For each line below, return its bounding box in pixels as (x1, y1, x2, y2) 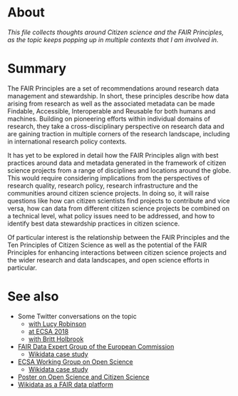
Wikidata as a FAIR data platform (17, 380, 114, 389)
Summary (7, 61, 66, 77)
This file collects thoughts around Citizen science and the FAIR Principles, (7, 28, 224, 36)
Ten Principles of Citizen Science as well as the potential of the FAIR (7, 240, 207, 249)
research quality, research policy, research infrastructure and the (7, 181, 198, 190)
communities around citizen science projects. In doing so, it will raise (7, 188, 210, 197)
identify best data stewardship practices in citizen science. (7, 219, 180, 228)
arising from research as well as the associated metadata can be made (7, 99, 215, 108)
